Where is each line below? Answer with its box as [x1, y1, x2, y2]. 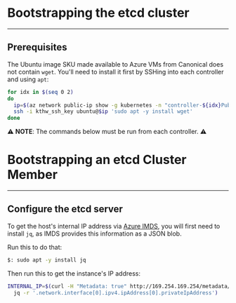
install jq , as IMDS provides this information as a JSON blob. [7, 229, 182, 238]
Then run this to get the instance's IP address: [7, 269, 140, 278]
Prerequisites [7, 41, 67, 53]
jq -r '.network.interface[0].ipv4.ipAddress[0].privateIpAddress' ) [13, 289, 218, 296]
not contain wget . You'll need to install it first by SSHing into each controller [7, 67, 224, 76]
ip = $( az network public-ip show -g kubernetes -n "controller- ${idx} [13, 102, 221, 109]
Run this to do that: [7, 243, 63, 251]
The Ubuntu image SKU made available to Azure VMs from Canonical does [7, 60, 223, 68]
